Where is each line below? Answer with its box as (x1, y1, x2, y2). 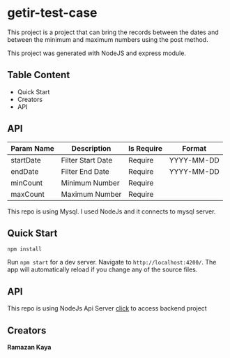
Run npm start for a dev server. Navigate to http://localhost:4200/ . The (7, 258, 217, 267)
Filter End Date (61, 166, 109, 176)
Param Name (10, 143, 54, 153)
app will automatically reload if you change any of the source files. (7, 265, 198, 274)
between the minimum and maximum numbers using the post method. (7, 35, 208, 43)
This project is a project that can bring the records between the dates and (7, 28, 220, 36)
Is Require (128, 143, 162, 153)
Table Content (7, 69, 70, 81)
